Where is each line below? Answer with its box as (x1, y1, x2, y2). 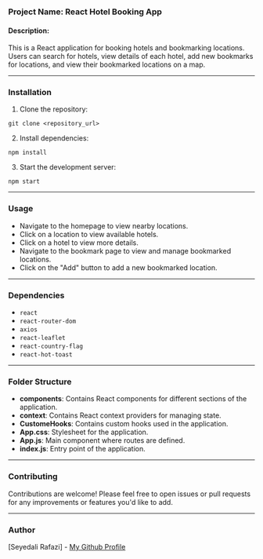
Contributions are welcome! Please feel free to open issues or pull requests (8, 489, 251, 499)
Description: (8, 26, 49, 35)
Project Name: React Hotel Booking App (8, 6, 163, 17)
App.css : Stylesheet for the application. (19, 427, 149, 437)
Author (8, 524, 36, 535)
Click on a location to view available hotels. (19, 229, 159, 239)
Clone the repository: (19, 104, 88, 114)
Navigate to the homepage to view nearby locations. (19, 221, 189, 230)
